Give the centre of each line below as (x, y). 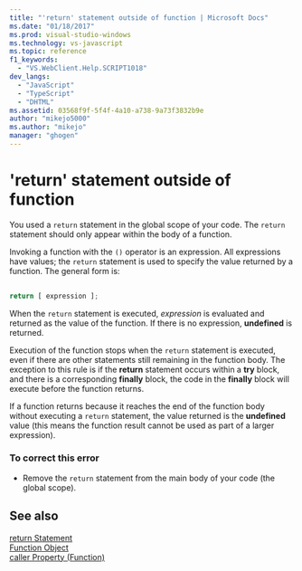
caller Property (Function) (57, 557)
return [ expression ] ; (54, 296)
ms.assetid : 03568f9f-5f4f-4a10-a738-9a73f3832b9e (107, 110)
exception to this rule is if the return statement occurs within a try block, (145, 369)
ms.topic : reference (48, 52)
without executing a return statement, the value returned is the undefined (148, 415)
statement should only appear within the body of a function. (121, 234)
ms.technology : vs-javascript (66, 43)
